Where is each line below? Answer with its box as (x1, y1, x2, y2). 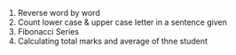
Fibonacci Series (17, 27, 80, 36)
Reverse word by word (17, 8, 100, 18)
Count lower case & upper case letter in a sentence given (17, 17, 228, 27)
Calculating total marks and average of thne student (17, 35, 208, 46)
